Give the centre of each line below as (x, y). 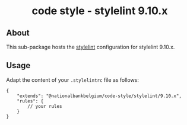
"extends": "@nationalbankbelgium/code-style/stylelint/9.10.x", (99, 96)
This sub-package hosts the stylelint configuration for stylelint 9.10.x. (91, 47)
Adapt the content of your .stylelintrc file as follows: (73, 80)
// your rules (45, 106)
